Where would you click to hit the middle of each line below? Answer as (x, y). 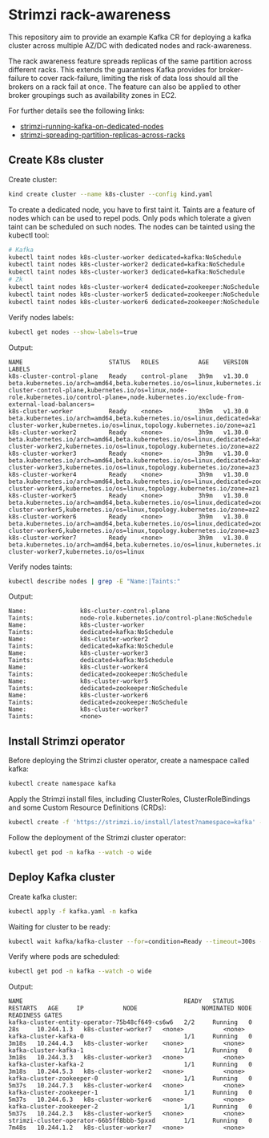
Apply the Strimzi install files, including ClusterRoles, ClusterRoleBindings (129, 799)
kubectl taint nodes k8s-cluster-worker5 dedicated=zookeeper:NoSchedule (134, 295)
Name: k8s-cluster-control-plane (89, 612)
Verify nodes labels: (41, 317)
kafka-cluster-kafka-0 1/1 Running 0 (130, 1037)
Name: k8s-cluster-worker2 (78, 640)
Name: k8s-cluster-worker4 (78, 668)
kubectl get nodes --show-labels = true (73, 332)
